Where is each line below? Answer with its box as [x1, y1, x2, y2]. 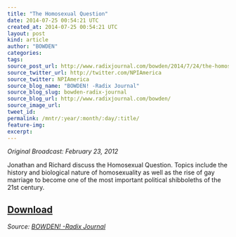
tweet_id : [7, 108, 37, 115]
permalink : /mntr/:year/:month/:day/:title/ [7, 115, 140, 122]
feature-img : [7, 121, 46, 129]
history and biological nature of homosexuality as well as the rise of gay [7, 168, 216, 177]
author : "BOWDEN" [7, 43, 58, 50]
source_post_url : [7, 63, 58, 70]
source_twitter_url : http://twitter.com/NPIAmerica [7, 69, 162, 76]
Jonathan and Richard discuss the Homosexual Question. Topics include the [7, 161, 228, 169]
